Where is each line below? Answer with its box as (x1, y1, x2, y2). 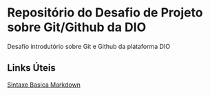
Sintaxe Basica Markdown (7, 81, 81, 89)
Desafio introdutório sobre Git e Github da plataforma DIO (7, 42, 171, 50)
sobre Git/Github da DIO (7, 19, 147, 35)
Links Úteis (7, 62, 56, 74)
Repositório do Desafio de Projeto (7, 5, 203, 21)
